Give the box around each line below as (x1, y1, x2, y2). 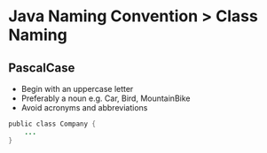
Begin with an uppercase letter (20, 84, 134, 94)
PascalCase (8, 60, 75, 75)
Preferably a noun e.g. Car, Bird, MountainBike (20, 93, 191, 103)
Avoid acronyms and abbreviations (20, 103, 148, 112)
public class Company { (8, 119, 97, 128)
